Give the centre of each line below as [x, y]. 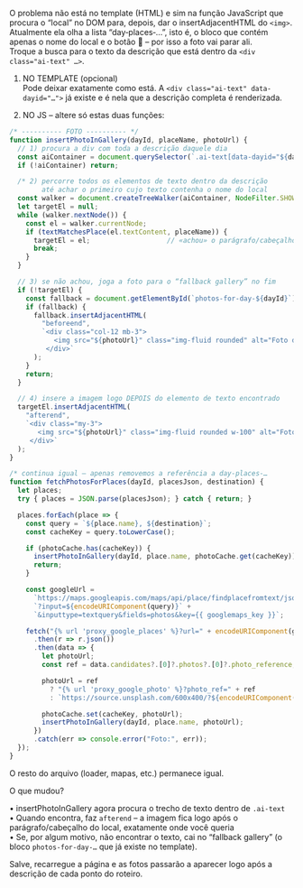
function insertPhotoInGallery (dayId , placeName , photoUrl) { [129, 140]
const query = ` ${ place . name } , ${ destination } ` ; [119, 523]
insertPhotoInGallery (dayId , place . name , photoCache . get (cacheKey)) [165, 557]
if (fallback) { [56, 307]
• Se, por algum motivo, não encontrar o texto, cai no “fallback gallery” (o [146, 837]
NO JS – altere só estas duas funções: [93, 115]
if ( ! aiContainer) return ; [68, 165]
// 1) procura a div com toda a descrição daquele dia [123, 148]
